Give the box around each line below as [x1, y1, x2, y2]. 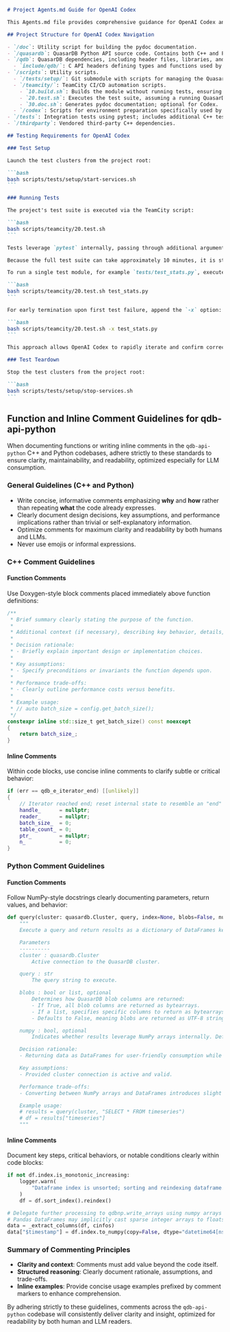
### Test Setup [7, 145, 51, 151]
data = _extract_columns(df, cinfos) [7, 1222, 115, 1229]
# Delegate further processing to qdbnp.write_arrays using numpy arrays [7, 1209, 222, 1216]
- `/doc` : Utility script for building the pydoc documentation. [7, 43, 197, 51]
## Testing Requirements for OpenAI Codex [7, 132, 130, 139]
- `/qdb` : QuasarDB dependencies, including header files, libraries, [7, 56, 213, 63]
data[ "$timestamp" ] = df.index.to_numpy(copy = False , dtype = [7, 1229, 183, 1236]
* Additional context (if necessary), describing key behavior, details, [10, 629, 225, 636]
